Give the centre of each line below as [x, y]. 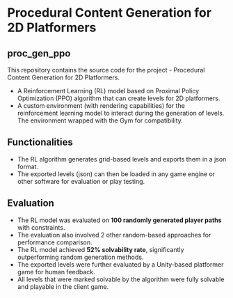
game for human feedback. [56, 272]
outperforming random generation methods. [80, 257]
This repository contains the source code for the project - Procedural [106, 70]
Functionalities [40, 142]
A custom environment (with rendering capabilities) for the [101, 105]
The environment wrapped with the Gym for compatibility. [100, 120]
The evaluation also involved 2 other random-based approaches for [114, 235]
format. [28, 166]
